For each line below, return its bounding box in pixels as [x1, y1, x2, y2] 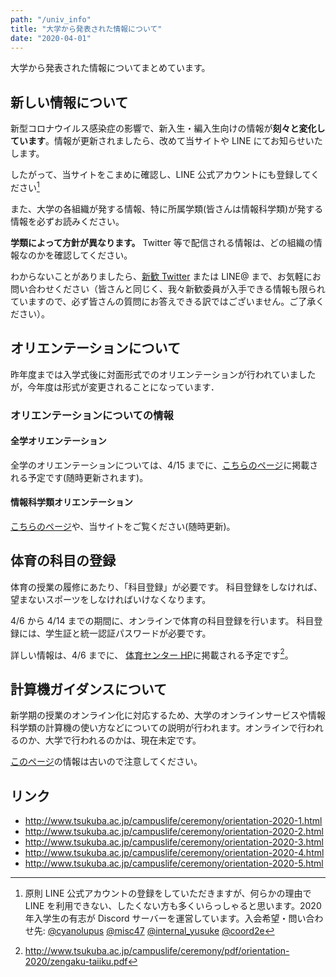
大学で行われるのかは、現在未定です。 [44, 734, 202, 746]
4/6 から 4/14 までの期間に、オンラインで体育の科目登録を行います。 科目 [10, 614, 315, 626]
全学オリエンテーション [10, 435, 107, 447]
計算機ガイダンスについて [10, 681, 168, 698]
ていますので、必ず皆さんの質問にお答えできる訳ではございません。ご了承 [10, 295, 317, 307]
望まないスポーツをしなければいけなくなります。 [10, 593, 212, 605]
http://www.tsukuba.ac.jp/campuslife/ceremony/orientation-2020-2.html [24, 826, 324, 838]
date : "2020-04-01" [10, 33, 92, 43]
